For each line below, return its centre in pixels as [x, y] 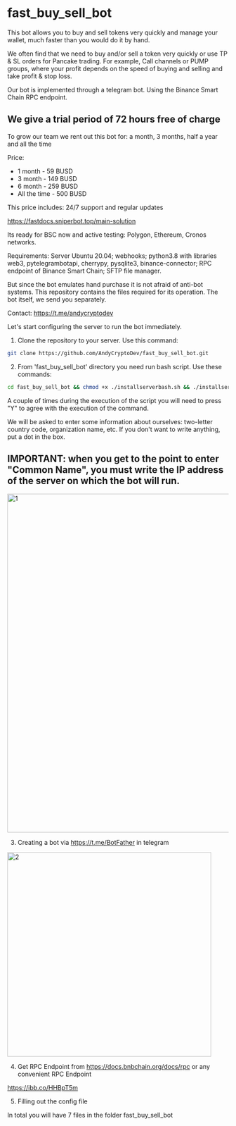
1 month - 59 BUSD [45, 171]
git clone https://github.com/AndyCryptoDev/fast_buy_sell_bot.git [108, 353]
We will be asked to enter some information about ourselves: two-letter [110, 421]
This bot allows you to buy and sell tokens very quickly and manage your [112, 32]
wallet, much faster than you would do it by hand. [79, 39]
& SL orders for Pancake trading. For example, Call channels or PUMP [108, 61]
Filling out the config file [52, 1101]
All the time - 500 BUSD [52, 193]
